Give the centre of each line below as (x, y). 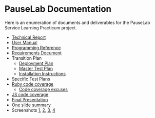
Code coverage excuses (43, 89)
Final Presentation (30, 99)
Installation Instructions (42, 73)
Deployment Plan (36, 63)
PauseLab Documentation (58, 9)
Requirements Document (37, 53)
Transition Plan (27, 58)
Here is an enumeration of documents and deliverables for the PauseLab (77, 23)
